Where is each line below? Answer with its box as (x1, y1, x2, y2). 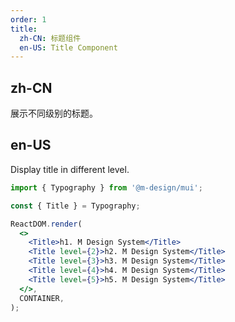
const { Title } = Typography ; (10, 201, 141, 211)
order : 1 (10, 14, 47, 25)
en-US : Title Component (19, 42, 118, 53)
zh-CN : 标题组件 (19, 33, 82, 43)
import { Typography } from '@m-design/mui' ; (10, 182, 203, 193)
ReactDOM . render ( (10, 219, 83, 229)
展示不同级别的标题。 (10, 107, 98, 120)
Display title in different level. (10, 163, 130, 175)
